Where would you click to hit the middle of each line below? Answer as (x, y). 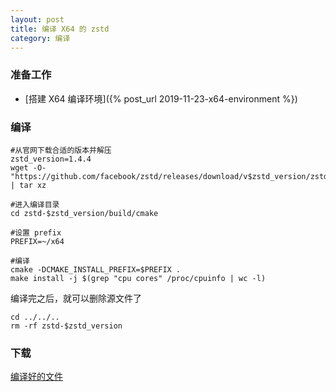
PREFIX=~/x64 (37, 241)
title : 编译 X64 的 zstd (60, 29)
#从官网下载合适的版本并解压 (61, 150)
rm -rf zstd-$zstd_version (66, 326)
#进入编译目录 (35, 204)
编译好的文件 (36, 377)
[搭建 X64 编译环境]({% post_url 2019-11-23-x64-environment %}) (161, 98)
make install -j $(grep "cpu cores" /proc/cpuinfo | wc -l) (138, 278)
